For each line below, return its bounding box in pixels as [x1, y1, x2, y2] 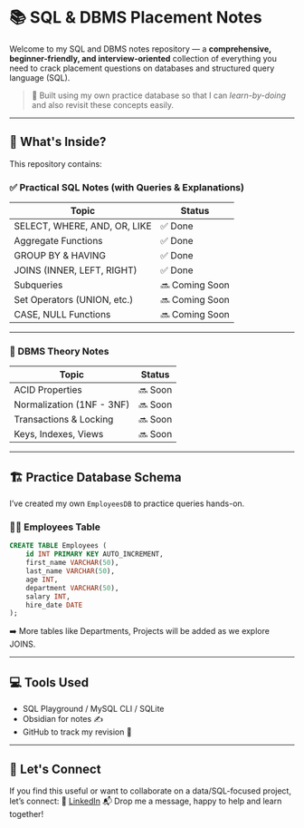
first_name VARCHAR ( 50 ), [25, 559, 119, 568]
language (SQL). [9, 72, 71, 83]
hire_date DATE [25, 600, 83, 609]
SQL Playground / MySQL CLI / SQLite [22, 704, 165, 715]
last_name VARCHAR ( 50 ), [25, 567, 116, 576]
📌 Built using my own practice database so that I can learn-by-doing [31, 90, 287, 101]
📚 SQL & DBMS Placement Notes [9, 7, 262, 28]
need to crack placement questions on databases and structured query [9, 63, 275, 73]
